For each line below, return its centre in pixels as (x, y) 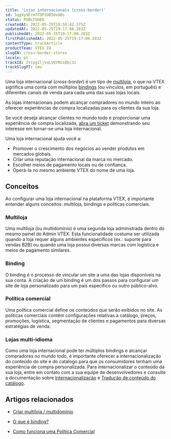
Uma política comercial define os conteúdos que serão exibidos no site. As (84, 310)
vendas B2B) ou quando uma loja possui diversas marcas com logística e (82, 245)
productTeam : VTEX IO (28, 48)
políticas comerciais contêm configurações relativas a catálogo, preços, (81, 315)
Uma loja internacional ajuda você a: (43, 139)
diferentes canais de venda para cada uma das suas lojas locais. (73, 93)
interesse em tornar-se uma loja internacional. (54, 129)
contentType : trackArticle (34, 43)
